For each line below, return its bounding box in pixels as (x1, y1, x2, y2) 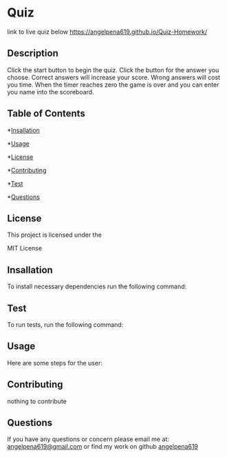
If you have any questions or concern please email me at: (7, 435, 170, 443)
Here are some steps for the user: (7, 359, 103, 367)
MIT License (7, 244, 43, 253)
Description (7, 47, 58, 59)
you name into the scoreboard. (7, 87, 94, 96)
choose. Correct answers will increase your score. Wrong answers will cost (7, 73, 221, 81)
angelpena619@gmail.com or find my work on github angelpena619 (7, 443, 198, 451)
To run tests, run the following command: (7, 321, 124, 328)
